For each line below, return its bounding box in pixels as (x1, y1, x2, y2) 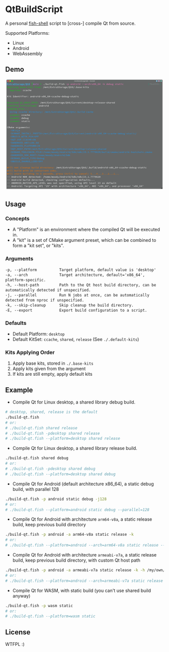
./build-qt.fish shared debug (5, 456, 69, 461)
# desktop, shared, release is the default (5, 410, 98, 415)
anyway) (12, 592, 31, 599)
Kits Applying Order (5, 348, 55, 356)
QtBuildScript (5, 4, 63, 15)
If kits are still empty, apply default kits (12, 371, 93, 377)
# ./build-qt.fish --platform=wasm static (5, 614, 96, 619)
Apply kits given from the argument (12, 366, 86, 372)
